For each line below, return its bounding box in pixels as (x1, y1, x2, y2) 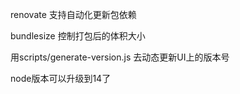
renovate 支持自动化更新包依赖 (10, 9, 137, 20)
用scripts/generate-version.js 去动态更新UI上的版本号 (10, 51, 230, 63)
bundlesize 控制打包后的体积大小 (10, 30, 146, 42)
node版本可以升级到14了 (10, 73, 112, 84)
